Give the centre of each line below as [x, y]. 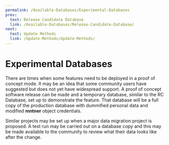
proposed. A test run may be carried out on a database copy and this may [83, 126]
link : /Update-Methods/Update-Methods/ [53, 39]
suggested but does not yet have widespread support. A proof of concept [83, 89]
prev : [11, 15]
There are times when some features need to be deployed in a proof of [80, 78]
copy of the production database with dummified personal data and [77, 105]
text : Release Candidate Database [47, 19]
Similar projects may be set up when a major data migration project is [79, 120]
